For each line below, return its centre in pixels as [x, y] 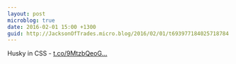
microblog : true [31, 20]
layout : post [26, 14]
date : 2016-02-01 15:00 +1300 [52, 27]
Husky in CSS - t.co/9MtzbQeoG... [57, 53]
